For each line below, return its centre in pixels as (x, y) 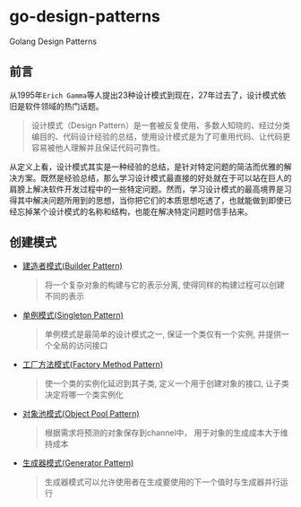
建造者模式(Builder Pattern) (72, 265)
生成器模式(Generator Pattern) (78, 462)
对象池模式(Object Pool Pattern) (81, 413)
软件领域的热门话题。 (64, 106)
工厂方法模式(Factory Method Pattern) (93, 364)
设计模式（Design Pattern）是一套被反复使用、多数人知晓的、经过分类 (161, 125)
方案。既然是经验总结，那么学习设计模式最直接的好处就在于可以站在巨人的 (154, 177)
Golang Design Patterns (53, 41)
